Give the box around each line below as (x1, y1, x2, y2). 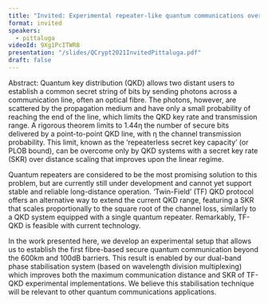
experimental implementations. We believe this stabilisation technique (25, 278, 254, 288)
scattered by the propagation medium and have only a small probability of (8, 103, 251, 113)
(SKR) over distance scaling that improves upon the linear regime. (8, 154, 225, 164)
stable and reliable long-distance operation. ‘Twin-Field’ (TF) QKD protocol (8, 187, 254, 196)
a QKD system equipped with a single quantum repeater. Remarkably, (8, 212, 237, 222)
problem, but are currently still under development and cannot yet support (8, 178, 252, 188)
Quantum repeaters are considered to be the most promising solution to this (8, 169, 258, 180)
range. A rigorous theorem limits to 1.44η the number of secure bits (8, 120, 230, 130)
